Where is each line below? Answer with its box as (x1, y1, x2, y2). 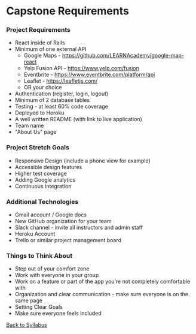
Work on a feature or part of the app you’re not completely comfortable (14, 278, 191, 285)
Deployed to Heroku (14, 109, 65, 116)
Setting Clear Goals (14, 303, 63, 311)
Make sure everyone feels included (14, 310, 102, 317)
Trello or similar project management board (14, 237, 121, 244)
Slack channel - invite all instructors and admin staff (14, 224, 143, 231)
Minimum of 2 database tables (14, 97, 90, 104)
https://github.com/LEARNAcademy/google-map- (62, 52, 184, 59)
